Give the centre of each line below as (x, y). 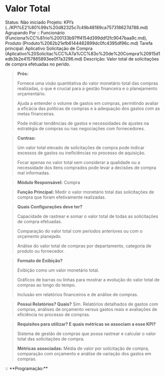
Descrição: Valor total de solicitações (121, 59)
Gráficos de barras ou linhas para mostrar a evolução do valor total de (88, 279)
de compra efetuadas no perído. (38, 64)
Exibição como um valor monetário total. (58, 270)
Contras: (26, 138)
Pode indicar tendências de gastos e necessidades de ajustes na (83, 123)
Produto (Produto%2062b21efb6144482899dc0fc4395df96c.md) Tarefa (79, 43)
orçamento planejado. (39, 236)
